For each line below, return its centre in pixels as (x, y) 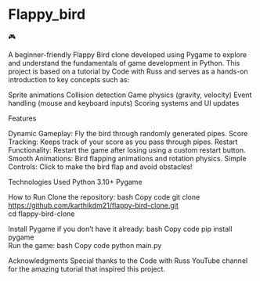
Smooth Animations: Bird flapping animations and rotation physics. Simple (127, 158)
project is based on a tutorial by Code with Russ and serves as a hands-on (128, 71)
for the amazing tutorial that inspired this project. (87, 268)
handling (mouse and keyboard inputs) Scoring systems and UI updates (124, 103)
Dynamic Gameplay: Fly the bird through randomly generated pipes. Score (128, 133)
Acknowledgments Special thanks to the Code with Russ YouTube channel (128, 261)
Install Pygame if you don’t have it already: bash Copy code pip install (120, 229)
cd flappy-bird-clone (42, 214)
